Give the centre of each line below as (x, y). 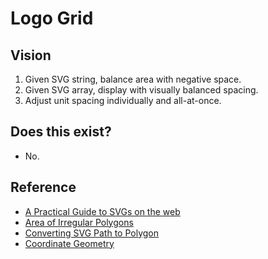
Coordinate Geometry (69, 243)
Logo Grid (52, 18)
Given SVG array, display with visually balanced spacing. (141, 90)
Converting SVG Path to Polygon (91, 233)
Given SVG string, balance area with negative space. (133, 79)
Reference (43, 187)
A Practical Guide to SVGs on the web (102, 211)
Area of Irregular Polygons (79, 222)
